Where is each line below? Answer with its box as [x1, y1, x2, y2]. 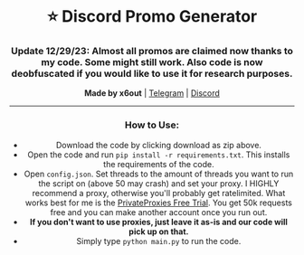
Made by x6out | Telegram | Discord [84, 88, 220, 99]
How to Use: [125, 118, 179, 131]
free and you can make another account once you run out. [50, 206, 268, 217]
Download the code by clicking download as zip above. [55, 139, 262, 150]
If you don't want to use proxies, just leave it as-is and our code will [30, 216, 288, 227]
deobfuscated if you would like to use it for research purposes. [11, 68, 293, 80]
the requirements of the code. [103, 158, 214, 169]
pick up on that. [128, 226, 189, 237]
